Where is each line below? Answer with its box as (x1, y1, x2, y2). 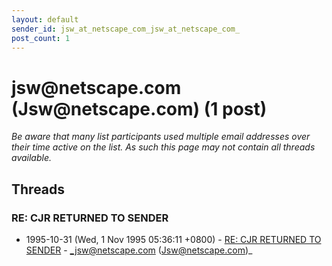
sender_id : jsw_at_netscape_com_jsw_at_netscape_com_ (11, 24, 241, 34)
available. (11, 152, 53, 164)
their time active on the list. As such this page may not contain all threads (11, 141, 316, 153)
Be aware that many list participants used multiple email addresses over (11, 131, 311, 143)
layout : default (11, 14, 79, 25)
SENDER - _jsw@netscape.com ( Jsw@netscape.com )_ (25, 244, 253, 256)
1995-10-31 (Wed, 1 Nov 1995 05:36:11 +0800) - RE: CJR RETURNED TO (25, 234, 322, 245)
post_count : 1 (11, 33, 71, 43)
